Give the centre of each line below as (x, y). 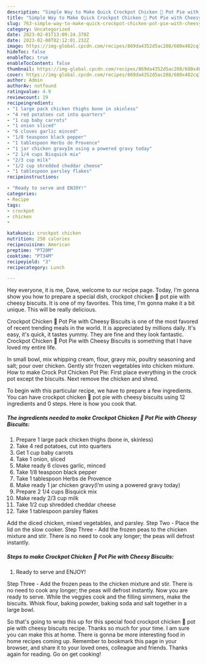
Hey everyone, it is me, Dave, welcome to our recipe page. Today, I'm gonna (103, 290)
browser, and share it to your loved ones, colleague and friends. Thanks (97, 648)
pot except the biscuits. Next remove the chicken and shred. (83, 379)
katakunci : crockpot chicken (44, 233)
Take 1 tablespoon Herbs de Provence (64, 479)
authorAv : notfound (32, 86)
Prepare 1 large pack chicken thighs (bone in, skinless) (84, 440)
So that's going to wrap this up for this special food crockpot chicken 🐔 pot (101, 622)
